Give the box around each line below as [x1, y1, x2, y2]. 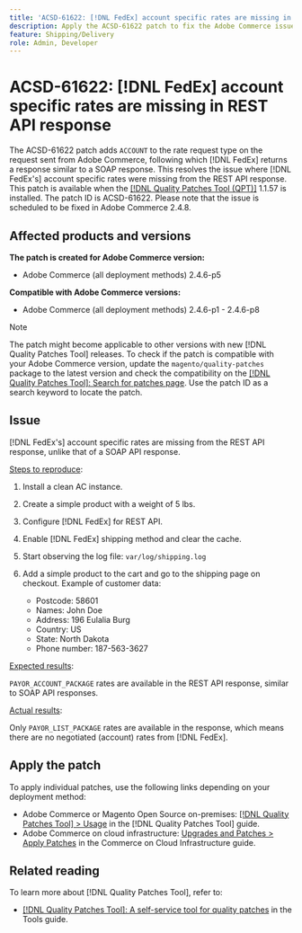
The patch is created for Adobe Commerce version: [9, 253, 205, 262]
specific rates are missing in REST [9, 96, 269, 117]
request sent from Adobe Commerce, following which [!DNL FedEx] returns [9, 155, 288, 165]
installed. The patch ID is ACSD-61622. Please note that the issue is [9, 192, 259, 203]
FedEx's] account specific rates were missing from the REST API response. [9, 173, 288, 184]
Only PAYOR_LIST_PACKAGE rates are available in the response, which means [9, 722, 285, 733]
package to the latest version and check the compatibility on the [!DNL [9, 368, 271, 378]
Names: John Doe [35, 604, 103, 616]
